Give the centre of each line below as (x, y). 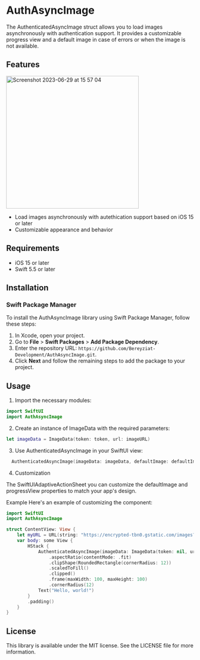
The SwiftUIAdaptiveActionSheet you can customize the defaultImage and (97, 484)
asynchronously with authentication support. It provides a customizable (94, 33)
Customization (32, 473)
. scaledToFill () (69, 568)
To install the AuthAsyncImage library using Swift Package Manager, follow (98, 318)
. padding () (41, 602)
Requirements (33, 248)
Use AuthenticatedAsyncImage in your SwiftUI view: (79, 450)
